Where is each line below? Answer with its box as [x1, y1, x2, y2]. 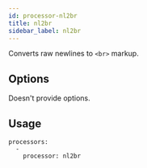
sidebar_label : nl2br [8, 27, 82, 35]
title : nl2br [8, 19, 52, 27]
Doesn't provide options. [8, 93, 90, 103]
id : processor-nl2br [8, 11, 78, 20]
